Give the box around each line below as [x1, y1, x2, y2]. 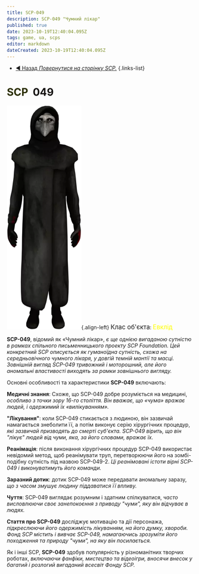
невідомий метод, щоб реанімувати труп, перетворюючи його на [7, 451, 173, 459]
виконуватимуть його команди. [20, 464, 102, 471]
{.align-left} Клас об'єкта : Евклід [81, 323, 173, 331]
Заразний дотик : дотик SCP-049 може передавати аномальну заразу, [7, 476, 187, 483]
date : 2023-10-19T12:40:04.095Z [7, 29, 87, 35]
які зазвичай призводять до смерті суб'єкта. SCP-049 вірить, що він [7, 427, 182, 434]
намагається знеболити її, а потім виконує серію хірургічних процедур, [7, 421, 190, 428]
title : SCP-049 [7, 10, 45, 16]
